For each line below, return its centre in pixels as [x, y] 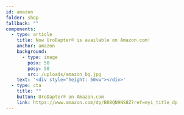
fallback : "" [22, 23]
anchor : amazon [36, 46]
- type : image [40, 57]
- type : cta [27, 86]
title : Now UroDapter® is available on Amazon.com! [83, 40]
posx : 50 [39, 63]
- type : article [32, 35]
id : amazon [19, 12]
